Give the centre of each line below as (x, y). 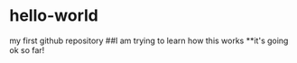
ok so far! (27, 49)
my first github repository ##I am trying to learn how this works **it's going (149, 40)
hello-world (54, 16)
